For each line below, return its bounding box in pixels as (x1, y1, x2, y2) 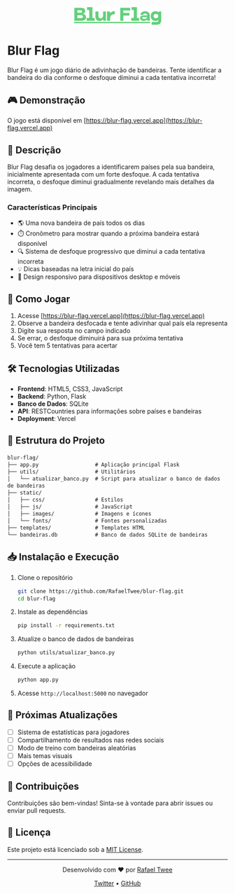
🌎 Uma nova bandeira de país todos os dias (17, 219, 145, 227)
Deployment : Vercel (17, 415, 76, 423)
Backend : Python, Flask (17, 392, 87, 401)
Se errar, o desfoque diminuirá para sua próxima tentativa (17, 334, 184, 343)
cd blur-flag (17, 595, 56, 602)
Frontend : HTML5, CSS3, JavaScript (17, 385, 123, 393)
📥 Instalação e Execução (7, 551, 120, 563)
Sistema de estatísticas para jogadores (17, 728, 130, 736)
